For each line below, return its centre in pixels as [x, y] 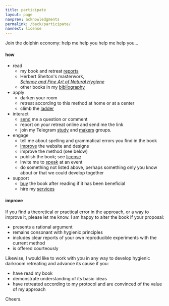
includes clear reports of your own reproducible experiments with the [84, 237]
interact [20, 114]
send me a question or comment [54, 119]
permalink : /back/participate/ [38, 24]
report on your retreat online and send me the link [72, 125]
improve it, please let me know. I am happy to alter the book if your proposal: [85, 217]
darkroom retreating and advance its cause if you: [57, 263]
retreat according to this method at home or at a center [77, 103]
